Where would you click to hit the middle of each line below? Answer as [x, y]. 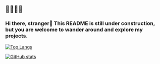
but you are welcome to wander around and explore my [74, 29]
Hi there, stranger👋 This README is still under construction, [80, 23]
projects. [16, 36]
